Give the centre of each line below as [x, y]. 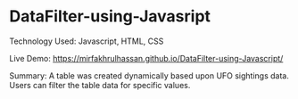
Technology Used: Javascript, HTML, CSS [87, 41]
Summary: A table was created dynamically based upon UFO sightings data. [149, 75]
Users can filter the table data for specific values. [100, 85]
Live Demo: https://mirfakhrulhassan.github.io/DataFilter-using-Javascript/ [146, 58]
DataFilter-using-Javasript [110, 16]
